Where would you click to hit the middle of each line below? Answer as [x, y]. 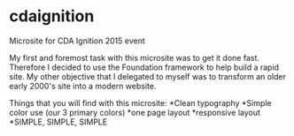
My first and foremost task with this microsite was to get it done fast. [134, 57]
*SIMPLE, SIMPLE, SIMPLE [58, 122]
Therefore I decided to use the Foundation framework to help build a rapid [144, 67]
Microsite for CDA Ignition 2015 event [77, 41]
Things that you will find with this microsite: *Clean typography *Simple [140, 102]
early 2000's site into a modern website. [83, 86]
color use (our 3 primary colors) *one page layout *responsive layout [135, 112]
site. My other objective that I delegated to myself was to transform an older [147, 76]
